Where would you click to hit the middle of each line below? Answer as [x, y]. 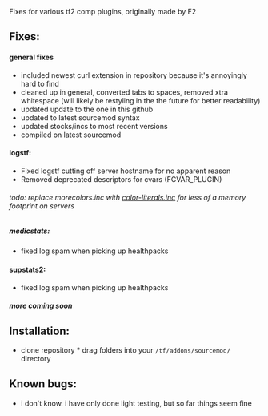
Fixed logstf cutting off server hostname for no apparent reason [126, 171]
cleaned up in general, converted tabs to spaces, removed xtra [124, 92]
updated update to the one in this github [87, 109]
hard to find [40, 83]
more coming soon [41, 306]
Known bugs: [43, 384]
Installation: [40, 331]
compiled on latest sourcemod [71, 135]
